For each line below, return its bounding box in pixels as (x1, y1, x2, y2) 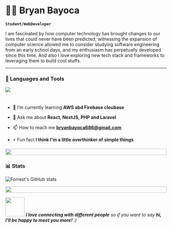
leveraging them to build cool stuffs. (5, 57, 81, 63)
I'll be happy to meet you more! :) (5, 217, 77, 223)
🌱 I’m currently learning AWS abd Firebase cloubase (12, 104, 124, 110)
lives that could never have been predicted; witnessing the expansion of (5, 36, 157, 42)
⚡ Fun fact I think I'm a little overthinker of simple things (12, 136, 134, 143)
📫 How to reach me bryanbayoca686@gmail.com (12, 125, 122, 131)
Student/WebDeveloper (5, 21, 52, 27)
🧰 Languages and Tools (5, 75, 64, 82)
